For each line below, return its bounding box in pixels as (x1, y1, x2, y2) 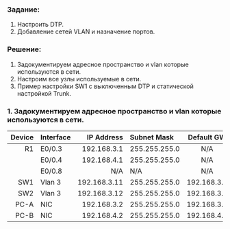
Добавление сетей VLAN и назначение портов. (16, 27, 155, 36)
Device (10, 132, 34, 142)
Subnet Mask (129, 132, 175, 142)
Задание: (7, 5, 40, 14)
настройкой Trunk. (16, 89, 72, 97)
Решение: (7, 44, 42, 54)
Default (188, 132, 213, 142)
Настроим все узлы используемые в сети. (16, 75, 142, 83)
